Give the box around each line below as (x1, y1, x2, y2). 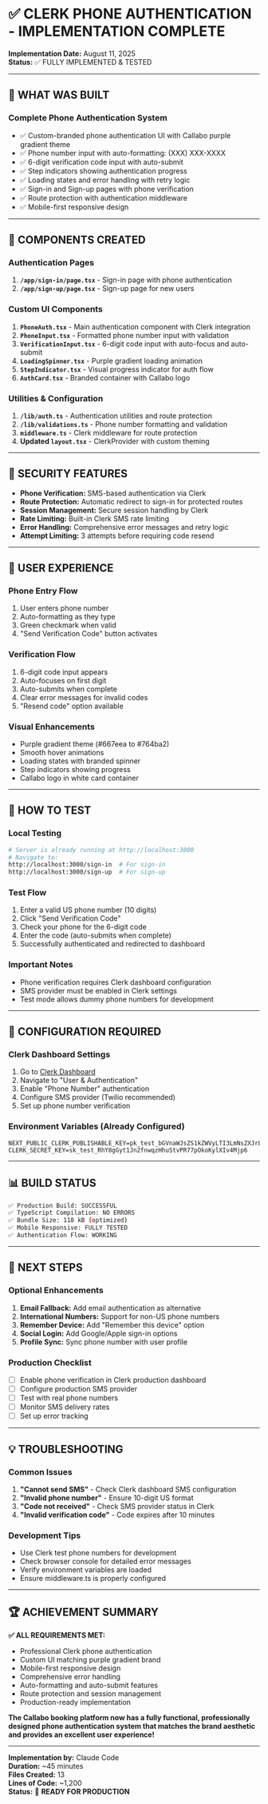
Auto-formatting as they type (19, 612, 116, 622)
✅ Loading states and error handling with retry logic (19, 175, 191, 185)
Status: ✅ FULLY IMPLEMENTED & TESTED (8, 57, 152, 66)
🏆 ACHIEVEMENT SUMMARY (8, 1605, 160, 1619)
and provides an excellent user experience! (8, 1730, 155, 1739)
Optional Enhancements (8, 1284, 104, 1296)
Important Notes (8, 959, 73, 970)
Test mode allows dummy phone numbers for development (19, 994, 214, 1004)
